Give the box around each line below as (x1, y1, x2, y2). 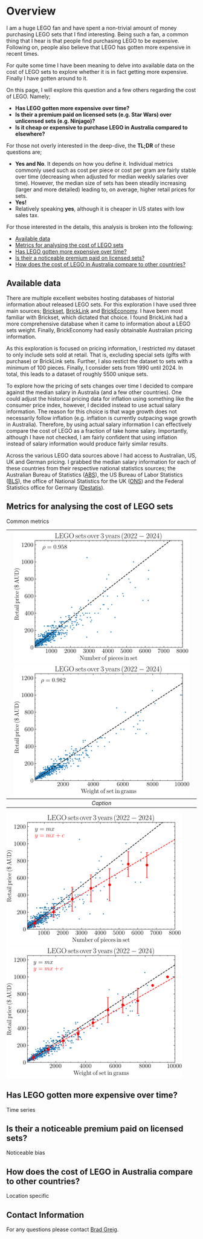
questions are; (6, 148, 42, 156)
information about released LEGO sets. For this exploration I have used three (6, 301, 196, 308)
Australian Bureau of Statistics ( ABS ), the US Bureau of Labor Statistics (6, 471, 183, 478)
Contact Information (6, 1209, 85, 1220)
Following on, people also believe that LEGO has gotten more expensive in (6, 44, 191, 51)
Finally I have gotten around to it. (6, 74, 88, 82)
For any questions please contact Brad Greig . (6, 1226, 119, 1233)
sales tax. (14, 211, 39, 219)
